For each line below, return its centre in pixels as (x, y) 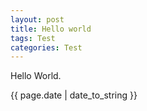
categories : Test (46, 47)
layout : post (37, 19)
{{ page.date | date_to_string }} (74, 95)
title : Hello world (51, 29)
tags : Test (33, 38)
